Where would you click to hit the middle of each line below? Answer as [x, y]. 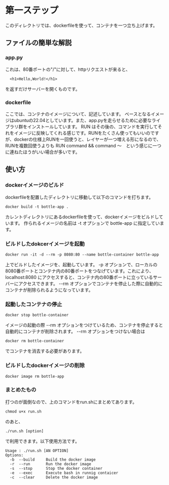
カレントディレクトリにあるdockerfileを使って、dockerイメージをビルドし [82, 217]
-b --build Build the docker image [53, 459]
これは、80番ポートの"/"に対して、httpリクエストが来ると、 [68, 69]
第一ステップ [32, 10]
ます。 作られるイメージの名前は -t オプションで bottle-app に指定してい [84, 223]
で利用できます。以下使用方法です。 [42, 441]
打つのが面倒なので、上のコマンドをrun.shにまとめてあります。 [71, 402]
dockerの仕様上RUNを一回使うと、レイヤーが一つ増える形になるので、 [88, 139]
